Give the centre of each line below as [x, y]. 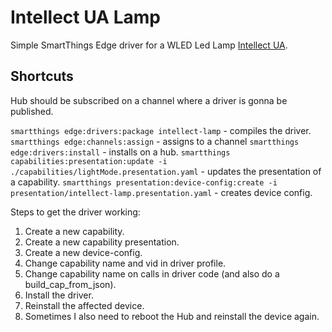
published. [32, 111]
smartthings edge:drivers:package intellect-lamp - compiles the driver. [161, 130]
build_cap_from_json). [70, 284]
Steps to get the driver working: [75, 212]
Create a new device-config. [83, 252]
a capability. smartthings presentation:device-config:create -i [144, 182]
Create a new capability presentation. [102, 242]
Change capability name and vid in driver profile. [125, 263]
